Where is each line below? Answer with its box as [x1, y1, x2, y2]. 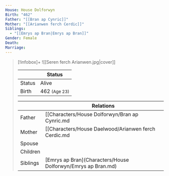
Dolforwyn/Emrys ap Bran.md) [45, 162, 117, 169]
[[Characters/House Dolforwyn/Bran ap [45, 111, 138, 118]
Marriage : [5, 45, 26, 50]
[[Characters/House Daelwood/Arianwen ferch [45, 125, 155, 132]
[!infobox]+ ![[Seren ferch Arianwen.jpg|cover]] [17, 59, 116, 65]
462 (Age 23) [40, 87, 69, 95]
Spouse [20, 140, 39, 147]
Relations [92, 102, 115, 109]
